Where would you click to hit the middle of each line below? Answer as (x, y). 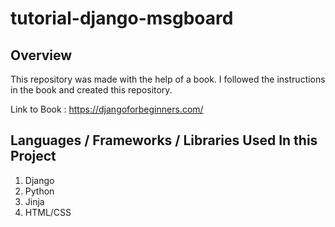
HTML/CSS (48, 212)
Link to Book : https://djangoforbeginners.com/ (107, 109)
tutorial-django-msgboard (122, 18)
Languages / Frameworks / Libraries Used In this (164, 140)
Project (33, 156)
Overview (41, 55)
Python (39, 191)
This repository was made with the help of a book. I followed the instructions (168, 79)
